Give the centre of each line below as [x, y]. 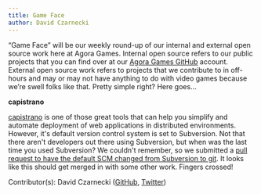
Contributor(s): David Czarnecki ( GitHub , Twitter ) [87, 181]
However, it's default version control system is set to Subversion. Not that [127, 133]
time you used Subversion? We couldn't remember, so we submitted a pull [128, 150]
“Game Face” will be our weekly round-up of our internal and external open [129, 45]
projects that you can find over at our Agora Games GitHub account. [118, 61]
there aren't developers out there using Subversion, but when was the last [128, 142]
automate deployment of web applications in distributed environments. [122, 125]
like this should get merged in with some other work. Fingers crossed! [121, 167]
